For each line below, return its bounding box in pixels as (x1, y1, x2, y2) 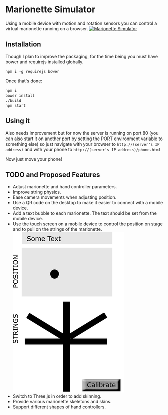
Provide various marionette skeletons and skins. (12, 399, 112, 405)
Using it (5, 117, 30, 125)
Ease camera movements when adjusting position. (12, 194, 117, 200)
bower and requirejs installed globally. (5, 59, 84, 65)
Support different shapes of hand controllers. (12, 404, 106, 410)
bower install (5, 93, 35, 98)
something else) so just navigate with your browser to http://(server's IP (5, 141, 160, 147)
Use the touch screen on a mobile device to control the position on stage (12, 221, 163, 227)
